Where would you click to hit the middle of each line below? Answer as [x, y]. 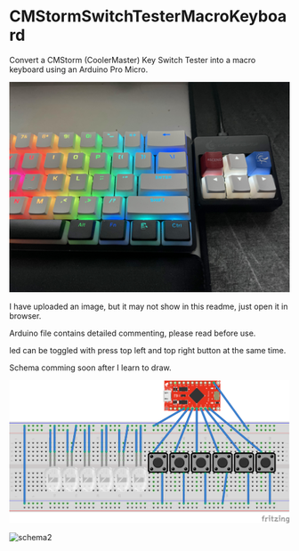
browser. [25, 316]
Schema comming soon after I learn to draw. [90, 368]
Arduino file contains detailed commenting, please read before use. [133, 333]
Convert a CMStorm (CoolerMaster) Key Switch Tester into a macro [133, 60]
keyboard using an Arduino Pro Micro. [79, 69]
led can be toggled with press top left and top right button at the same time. [148, 350]
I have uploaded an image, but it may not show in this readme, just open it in [149, 306]
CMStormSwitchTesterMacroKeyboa [148, 16]
